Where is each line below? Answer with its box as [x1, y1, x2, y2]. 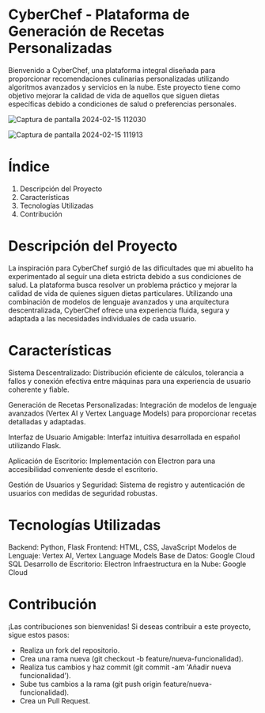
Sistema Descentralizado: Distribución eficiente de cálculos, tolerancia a [8, 367, 244, 378]
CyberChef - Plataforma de [8, 6, 190, 24]
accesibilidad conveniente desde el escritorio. [8, 464, 158, 473]
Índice [8, 158, 50, 176]
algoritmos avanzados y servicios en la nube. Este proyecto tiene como [8, 82, 241, 92]
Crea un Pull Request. [19, 696, 91, 705]
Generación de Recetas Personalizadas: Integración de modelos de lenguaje [8, 400, 257, 409]
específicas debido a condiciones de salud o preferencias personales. [8, 99, 237, 109]
